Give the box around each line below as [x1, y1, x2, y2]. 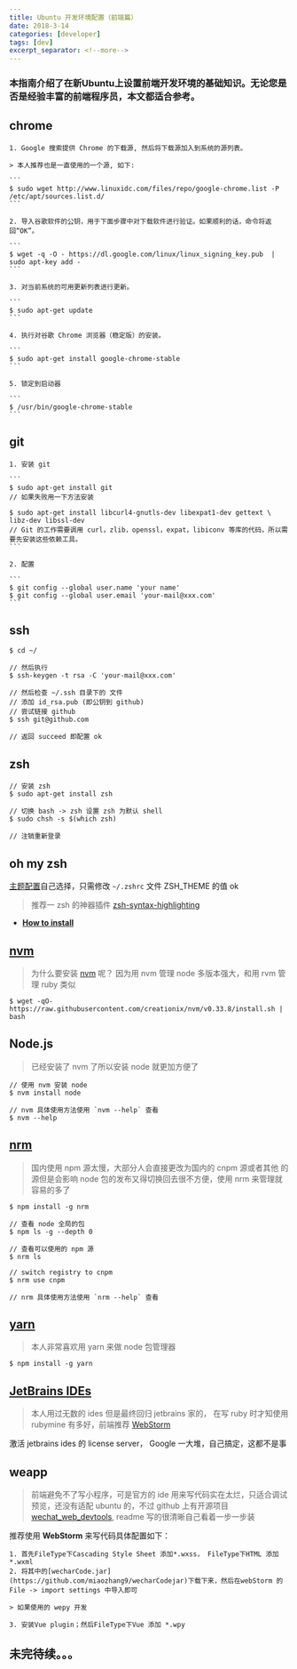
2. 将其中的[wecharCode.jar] [9, 1567, 112, 1576]
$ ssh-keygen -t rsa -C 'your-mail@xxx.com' [9, 671, 176, 680]
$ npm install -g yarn [9, 1360, 93, 1368]
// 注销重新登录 [9, 832, 61, 841]
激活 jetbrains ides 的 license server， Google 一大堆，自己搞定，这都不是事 [9, 1438, 287, 1449]
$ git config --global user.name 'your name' [9, 583, 180, 592]
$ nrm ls [9, 1252, 42, 1261]
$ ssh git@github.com [9, 715, 90, 725]
